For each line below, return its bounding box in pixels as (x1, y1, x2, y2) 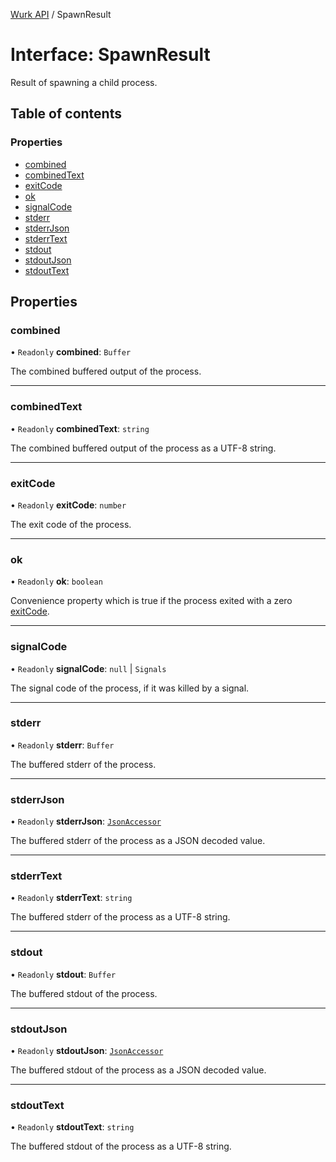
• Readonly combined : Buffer (10, 346, 132, 358)
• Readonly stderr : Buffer (10, 739, 115, 751)
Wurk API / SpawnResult (10, 9, 112, 20)
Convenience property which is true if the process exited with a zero (10, 595, 293, 607)
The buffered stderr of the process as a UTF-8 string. (10, 911, 231, 923)
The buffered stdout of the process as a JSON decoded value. (10, 1064, 267, 1076)
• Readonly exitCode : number (10, 499, 127, 511)
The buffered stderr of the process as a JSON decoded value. (10, 835, 266, 847)
